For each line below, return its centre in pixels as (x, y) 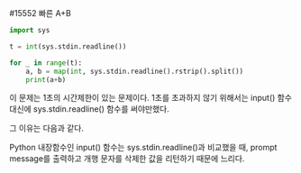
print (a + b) (46, 79)
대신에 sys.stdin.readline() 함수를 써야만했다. (89, 109)
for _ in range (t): (46, 63)
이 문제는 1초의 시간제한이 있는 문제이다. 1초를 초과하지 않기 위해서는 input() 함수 (151, 98)
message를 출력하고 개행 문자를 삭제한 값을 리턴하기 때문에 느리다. (127, 159)
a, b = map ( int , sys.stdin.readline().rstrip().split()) (135, 71)
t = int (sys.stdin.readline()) (68, 46)
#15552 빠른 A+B (41, 13)
